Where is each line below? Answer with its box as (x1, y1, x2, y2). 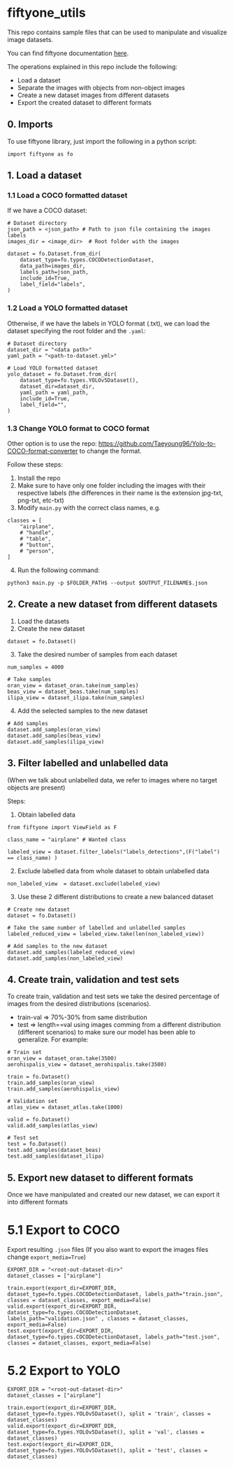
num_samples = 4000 (7, 664, 64, 671)
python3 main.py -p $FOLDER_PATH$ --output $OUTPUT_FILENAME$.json (7, 580, 208, 587)
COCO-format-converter (7, 447, 78, 455)
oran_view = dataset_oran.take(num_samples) (7, 682, 139, 689)
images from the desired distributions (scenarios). (7, 1000, 152, 1008)
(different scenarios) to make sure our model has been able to (17, 1028, 196, 1037)
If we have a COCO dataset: (7, 206, 87, 214)
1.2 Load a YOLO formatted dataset (7, 303, 128, 313)
